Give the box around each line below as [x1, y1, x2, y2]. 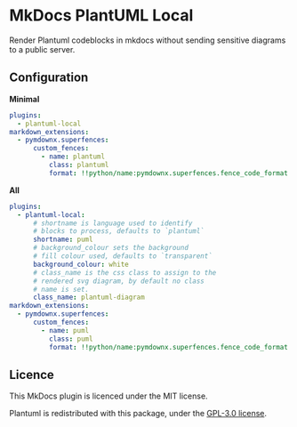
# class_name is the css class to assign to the [32, 268, 217, 277]
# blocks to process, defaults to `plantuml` [32, 227, 205, 236]
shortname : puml [32, 235, 93, 245]
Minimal [9, 93, 40, 104]
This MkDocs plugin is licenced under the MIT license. [9, 391, 208, 401]
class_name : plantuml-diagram [32, 293, 145, 302]
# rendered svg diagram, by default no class [32, 277, 205, 286]
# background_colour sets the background [32, 244, 189, 253]
